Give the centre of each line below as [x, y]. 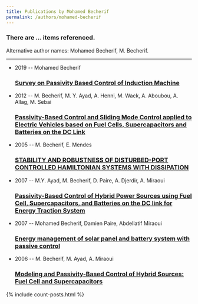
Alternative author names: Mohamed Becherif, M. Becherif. [77, 50]
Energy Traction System [50, 210]
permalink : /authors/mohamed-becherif [54, 17]
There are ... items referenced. [51, 38]
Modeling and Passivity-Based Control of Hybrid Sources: [99, 274]
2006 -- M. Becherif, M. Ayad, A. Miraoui [64, 259]
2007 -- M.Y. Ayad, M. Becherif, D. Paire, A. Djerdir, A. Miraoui [90, 180]
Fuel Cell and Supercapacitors [59, 282]
